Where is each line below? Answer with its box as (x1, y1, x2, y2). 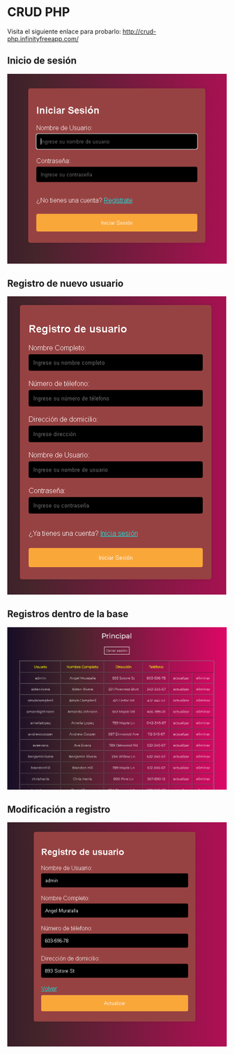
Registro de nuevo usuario (7, 277, 124, 289)
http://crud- (123, 27, 157, 36)
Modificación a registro (7, 803, 111, 815)
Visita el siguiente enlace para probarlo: (7, 27, 122, 36)
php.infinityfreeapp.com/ (7, 34, 79, 42)
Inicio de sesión (7, 55, 77, 67)
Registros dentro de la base (7, 608, 129, 620)
